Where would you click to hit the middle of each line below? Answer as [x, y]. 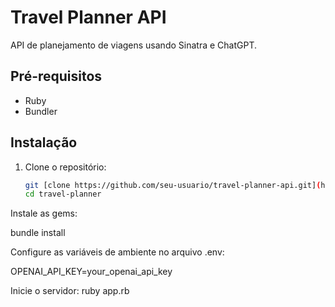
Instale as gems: [44, 213]
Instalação [44, 142]
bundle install [38, 233]
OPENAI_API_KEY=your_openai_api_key [91, 272]
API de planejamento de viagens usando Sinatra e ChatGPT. [133, 45]
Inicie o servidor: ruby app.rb [70, 291]
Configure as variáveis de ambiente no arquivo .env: [117, 252]
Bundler [41, 111]
